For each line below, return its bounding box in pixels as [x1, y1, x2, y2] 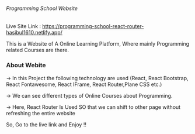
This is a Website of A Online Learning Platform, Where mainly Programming [6, 40, 190, 47]
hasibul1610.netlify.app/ [6, 29, 63, 36]
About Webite [6, 61, 46, 70]
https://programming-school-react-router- [42, 23, 144, 30]
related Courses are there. [6, 47, 69, 54]
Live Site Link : [6, 23, 41, 30]
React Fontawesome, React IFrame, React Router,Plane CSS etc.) [6, 81, 162, 88]
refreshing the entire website [6, 109, 76, 116]
